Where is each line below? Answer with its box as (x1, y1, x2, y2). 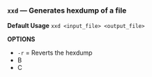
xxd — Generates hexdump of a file (7, 6, 127, 15)
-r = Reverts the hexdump (17, 48, 93, 57)
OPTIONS (7, 35, 36, 43)
